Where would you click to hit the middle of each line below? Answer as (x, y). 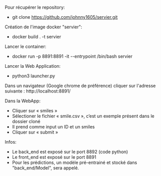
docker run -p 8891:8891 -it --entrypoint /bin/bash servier (72, 56)
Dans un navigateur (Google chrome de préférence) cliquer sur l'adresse (80, 86)
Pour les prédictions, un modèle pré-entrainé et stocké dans (74, 162)
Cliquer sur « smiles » (35, 111)
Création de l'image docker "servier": (43, 27)
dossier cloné (26, 121)
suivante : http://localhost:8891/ (38, 91)
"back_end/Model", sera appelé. (45, 168)
